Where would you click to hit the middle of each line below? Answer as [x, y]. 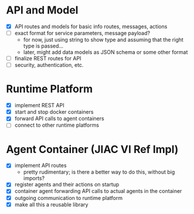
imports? [34, 178]
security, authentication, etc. [49, 65]
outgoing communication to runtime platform [69, 198]
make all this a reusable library [51, 204]
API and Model [42, 10]
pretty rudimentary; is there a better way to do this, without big [99, 172]
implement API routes [40, 165]
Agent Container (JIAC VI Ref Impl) [92, 149]
